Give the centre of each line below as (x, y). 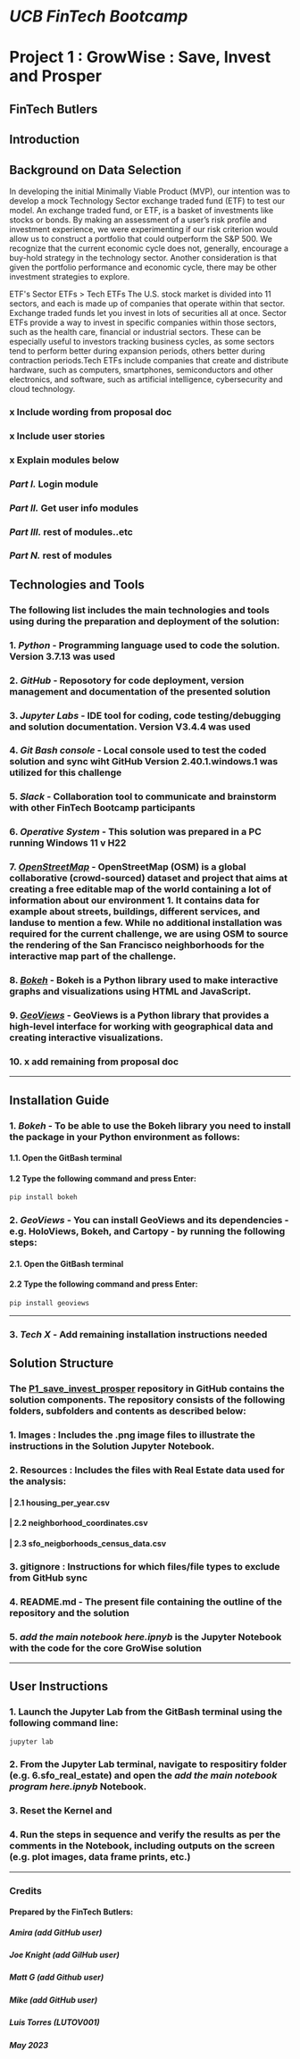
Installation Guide (59, 1100)
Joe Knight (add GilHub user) (65, 1955)
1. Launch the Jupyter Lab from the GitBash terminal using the (146, 1712)
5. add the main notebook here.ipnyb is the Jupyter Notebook (146, 1637)
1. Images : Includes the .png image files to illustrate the (133, 1435)
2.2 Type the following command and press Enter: (104, 1284)
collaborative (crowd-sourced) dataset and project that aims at (149, 879)
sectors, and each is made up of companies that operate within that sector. (147, 303)
